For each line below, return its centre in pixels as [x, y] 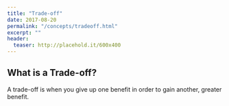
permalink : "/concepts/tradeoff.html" [62, 26]
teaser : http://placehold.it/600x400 [67, 45]
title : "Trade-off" [35, 13]
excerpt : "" [24, 32]
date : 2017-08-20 [32, 20]
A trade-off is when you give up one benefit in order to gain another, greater [114, 89]
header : [18, 39]
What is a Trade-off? [52, 73]
